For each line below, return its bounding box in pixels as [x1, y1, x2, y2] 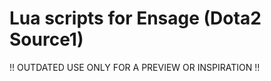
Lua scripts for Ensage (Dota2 [9, 7, 262, 30]
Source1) [9, 28, 84, 51]
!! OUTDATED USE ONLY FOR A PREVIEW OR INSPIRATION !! [9, 61, 261, 73]
